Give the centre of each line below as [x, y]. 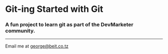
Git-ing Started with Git [54, 9]
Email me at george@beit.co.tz [37, 46]
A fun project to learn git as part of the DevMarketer [69, 25]
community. [20, 31]
